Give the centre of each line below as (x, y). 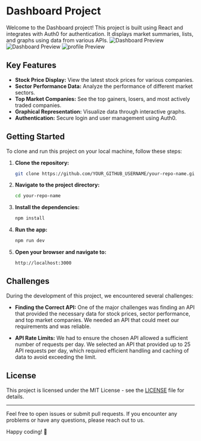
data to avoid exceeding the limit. (56, 357)
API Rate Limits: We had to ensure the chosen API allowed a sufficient (101, 338)
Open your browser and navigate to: (60, 252)
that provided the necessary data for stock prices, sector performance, (102, 313)
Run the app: (31, 230)
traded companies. (38, 105)
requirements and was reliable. (53, 326)
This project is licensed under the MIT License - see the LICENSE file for (95, 390)
